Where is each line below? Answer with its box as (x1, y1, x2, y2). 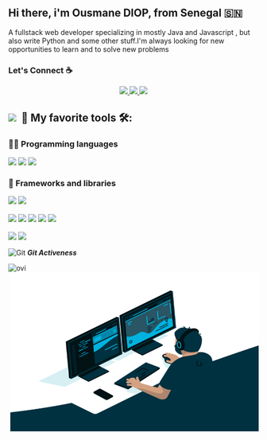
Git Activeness (27, 248, 77, 258)
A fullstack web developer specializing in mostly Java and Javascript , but (8, 27, 250, 37)
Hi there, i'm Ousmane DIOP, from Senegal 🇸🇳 (8, 6, 243, 20)
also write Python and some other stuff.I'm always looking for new (8, 36, 225, 45)
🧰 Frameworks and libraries (8, 177, 117, 189)
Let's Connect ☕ (8, 64, 73, 76)
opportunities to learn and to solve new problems (8, 44, 169, 54)
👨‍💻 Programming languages (8, 138, 118, 150)
